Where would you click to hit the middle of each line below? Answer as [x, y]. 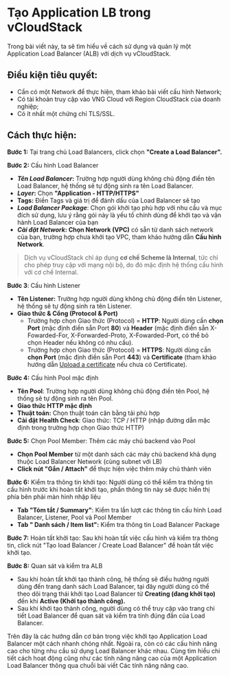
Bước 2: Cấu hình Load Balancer [53, 165]
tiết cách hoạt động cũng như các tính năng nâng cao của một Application [112, 658]
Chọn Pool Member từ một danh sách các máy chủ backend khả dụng [116, 454]
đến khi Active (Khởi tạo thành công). [71, 601]
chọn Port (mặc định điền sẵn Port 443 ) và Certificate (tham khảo [122, 357]
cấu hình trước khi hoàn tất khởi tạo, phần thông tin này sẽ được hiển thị [109, 489]
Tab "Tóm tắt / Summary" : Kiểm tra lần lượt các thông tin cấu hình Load [119, 510]
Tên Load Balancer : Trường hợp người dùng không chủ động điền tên [116, 178]
